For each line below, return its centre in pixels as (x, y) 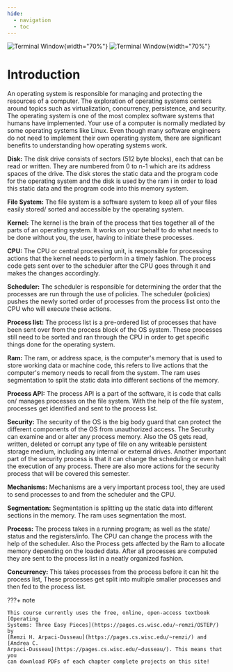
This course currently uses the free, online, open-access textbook (109, 613)
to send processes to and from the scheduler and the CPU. (91, 495)
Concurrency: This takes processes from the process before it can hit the (113, 572)
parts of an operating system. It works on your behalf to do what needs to (113, 230)
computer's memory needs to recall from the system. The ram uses (104, 373)
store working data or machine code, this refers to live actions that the (108, 365)
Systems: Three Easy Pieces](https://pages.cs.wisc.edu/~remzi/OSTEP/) (113, 625)
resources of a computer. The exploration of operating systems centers (110, 101)
